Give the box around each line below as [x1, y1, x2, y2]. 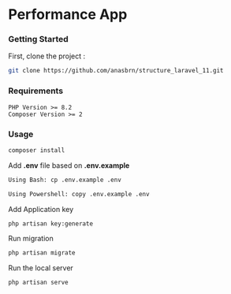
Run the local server [8, 263, 73, 273]
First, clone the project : [8, 51, 86, 61]
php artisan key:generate [8, 219, 93, 228]
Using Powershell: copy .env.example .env [8, 190, 150, 198]
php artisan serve [8, 278, 69, 287]
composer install [8, 146, 65, 154]
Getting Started [8, 34, 69, 45]
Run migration [8, 234, 54, 244]
